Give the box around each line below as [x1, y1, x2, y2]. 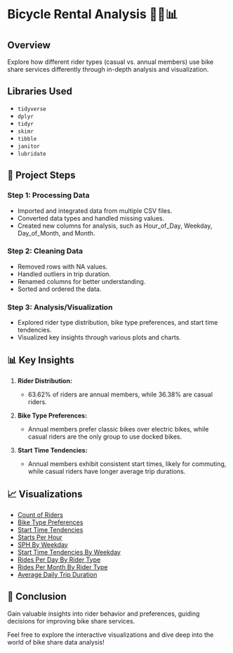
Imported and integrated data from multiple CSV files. [17, 206, 173, 215]
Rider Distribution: [17, 376, 72, 384]
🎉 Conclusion [7, 590, 67, 602]
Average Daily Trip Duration [17, 570, 98, 578]
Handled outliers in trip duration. [17, 269, 111, 278]
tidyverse [17, 105, 47, 112]
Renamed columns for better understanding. [17, 277, 146, 285]
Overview [7, 39, 51, 51]
